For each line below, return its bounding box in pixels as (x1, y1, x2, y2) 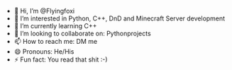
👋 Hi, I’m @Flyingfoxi (13, 7, 75, 15)
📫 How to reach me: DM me (13, 37, 98, 45)
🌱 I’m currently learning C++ (13, 22, 97, 30)
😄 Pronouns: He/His (13, 47, 74, 56)
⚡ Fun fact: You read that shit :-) (13, 55, 108, 64)
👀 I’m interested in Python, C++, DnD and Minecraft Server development (13, 14, 226, 23)
